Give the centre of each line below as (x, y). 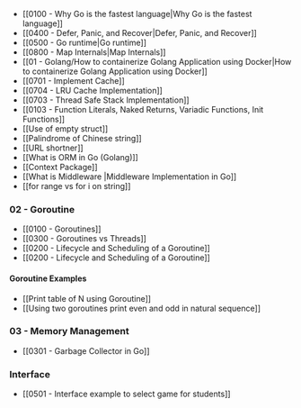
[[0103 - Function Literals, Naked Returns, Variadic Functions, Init (143, 109)
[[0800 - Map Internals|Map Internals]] (94, 52)
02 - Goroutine (42, 209)
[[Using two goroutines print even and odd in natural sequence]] (141, 308)
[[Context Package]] (60, 167)
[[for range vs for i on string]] (76, 186)
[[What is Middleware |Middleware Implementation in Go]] (129, 177)
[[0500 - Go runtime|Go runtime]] (84, 42)
